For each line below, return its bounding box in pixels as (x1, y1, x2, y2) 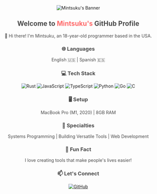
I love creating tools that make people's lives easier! (25, 157, 132, 163)
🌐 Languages (61, 45, 95, 52)
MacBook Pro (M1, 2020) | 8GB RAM (41, 109, 116, 115)
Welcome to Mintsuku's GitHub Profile (17, 20, 139, 28)
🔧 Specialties (62, 122, 95, 129)
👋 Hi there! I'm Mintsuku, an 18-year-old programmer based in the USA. (5, 33, 152, 39)
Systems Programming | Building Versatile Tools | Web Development (8, 133, 149, 139)
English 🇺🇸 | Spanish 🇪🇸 (51, 57, 105, 63)
